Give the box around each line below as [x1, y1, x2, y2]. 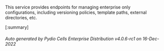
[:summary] [5, 24, 29, 30]
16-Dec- [142, 36, 160, 42]
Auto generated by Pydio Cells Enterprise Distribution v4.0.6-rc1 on [5, 36, 142, 42]
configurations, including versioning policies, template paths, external [5, 9, 147, 15]
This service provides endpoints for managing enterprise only [5, 4, 131, 10]
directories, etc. [5, 15, 37, 20]
